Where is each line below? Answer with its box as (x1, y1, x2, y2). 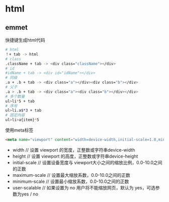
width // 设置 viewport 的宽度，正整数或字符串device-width (12, 147, 135, 153)
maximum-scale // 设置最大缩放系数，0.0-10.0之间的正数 (12, 172, 131, 178)
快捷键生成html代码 (5, 37, 45, 43)
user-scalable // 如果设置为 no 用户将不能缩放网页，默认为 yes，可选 (12, 184, 156, 190)
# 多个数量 (5, 94, 25, 99)
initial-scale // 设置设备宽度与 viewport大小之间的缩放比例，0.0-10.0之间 (12, 159, 162, 165)
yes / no (21, 191, 39, 197)
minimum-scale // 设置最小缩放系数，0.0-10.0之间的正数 (12, 178, 129, 184)
